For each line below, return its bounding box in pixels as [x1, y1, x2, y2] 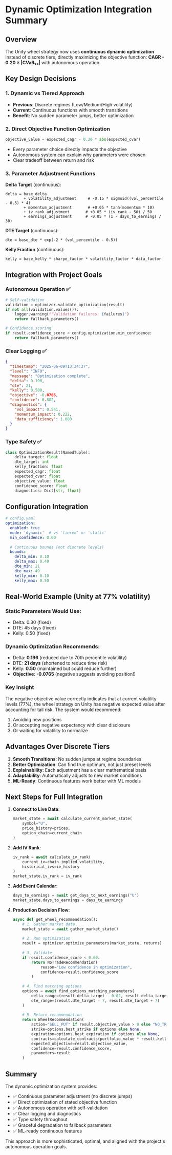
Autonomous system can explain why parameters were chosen [12, 152, 146, 158]
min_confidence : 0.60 [10, 535, 56, 540]
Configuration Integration [5, 502, 89, 511]
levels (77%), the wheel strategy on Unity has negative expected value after [5, 701, 165, 707]
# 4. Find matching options [22, 984, 82, 989]
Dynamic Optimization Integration [5, 4, 152, 15]
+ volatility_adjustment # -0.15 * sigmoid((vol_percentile [24, 196, 164, 201]
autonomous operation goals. [5, 1143, 68, 1149]
